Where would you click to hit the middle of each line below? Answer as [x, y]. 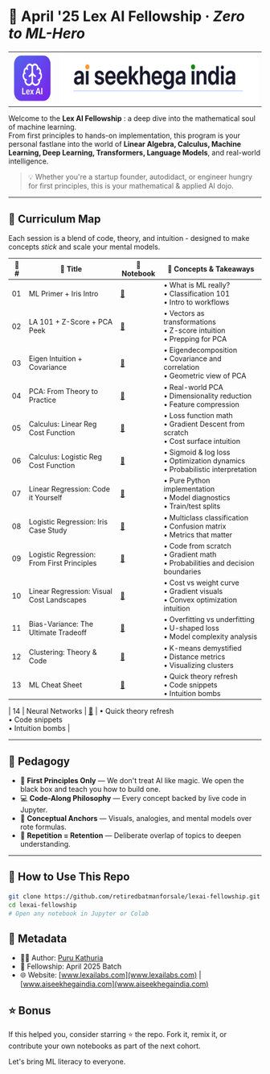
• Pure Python [187, 481]
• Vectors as [184, 313]
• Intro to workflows [196, 302]
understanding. [45, 844]
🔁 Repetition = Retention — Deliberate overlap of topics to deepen [131, 836]
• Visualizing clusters [199, 665]
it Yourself [45, 498]
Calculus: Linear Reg [63, 424]
